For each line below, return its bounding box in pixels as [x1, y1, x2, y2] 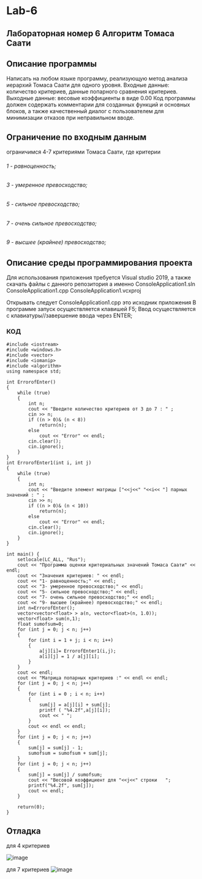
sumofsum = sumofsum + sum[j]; [28, 750, 108, 756]
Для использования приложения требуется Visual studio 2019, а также [6, 274, 192, 282]
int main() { [6, 551, 40, 557]
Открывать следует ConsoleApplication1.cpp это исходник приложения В [6, 299, 196, 306]
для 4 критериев [6, 842, 50, 849]
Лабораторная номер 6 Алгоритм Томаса [6, 28, 174, 39]
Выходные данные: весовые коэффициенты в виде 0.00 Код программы [6, 95, 196, 102]
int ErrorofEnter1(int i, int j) [6, 459, 92, 466]
